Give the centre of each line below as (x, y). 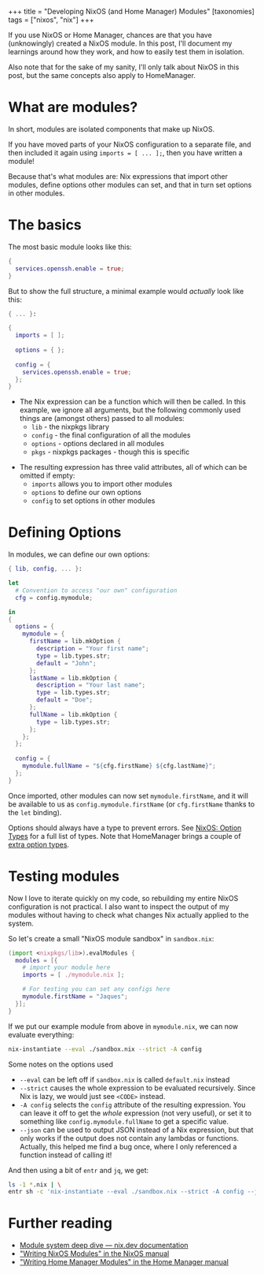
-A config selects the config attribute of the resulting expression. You (132, 1105)
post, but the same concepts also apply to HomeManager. (102, 75)
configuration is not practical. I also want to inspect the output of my (119, 907)
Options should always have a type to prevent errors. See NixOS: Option (125, 828)
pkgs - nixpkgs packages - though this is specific (110, 452)
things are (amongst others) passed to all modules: (102, 419)
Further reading (60, 1223)
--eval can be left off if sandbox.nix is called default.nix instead (125, 1079)
